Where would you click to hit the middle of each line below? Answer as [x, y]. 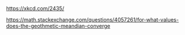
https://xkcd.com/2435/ [35, 8]
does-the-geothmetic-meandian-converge [58, 26]
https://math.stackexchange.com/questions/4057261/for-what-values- [92, 20]
